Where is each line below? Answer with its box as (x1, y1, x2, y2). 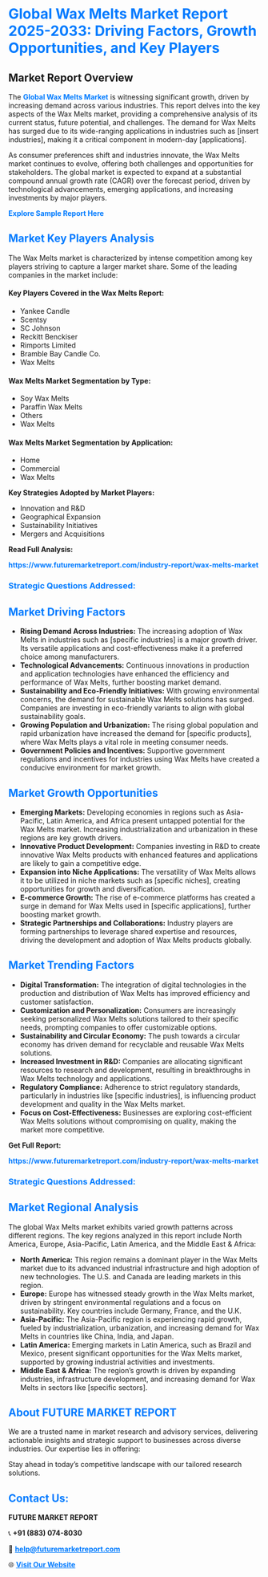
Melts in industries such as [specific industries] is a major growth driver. (19, 635, 258, 644)
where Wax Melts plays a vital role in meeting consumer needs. (19, 738, 229, 747)
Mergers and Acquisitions (19, 529, 106, 539)
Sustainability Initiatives (19, 521, 98, 530)
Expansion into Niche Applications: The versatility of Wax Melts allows (19, 867, 256, 876)
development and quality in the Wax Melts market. (19, 1099, 186, 1108)
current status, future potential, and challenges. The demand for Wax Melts (8, 118, 256, 127)
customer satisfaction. (19, 997, 94, 1006)
